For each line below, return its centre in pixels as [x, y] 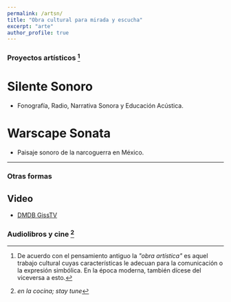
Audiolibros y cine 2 [41, 233]
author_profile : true [38, 33]
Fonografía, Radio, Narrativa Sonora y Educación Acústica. [100, 105]
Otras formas [30, 176]
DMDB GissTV [37, 215]
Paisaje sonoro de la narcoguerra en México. [80, 152]
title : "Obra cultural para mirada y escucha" [75, 20]
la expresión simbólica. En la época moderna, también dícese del [109, 270]
